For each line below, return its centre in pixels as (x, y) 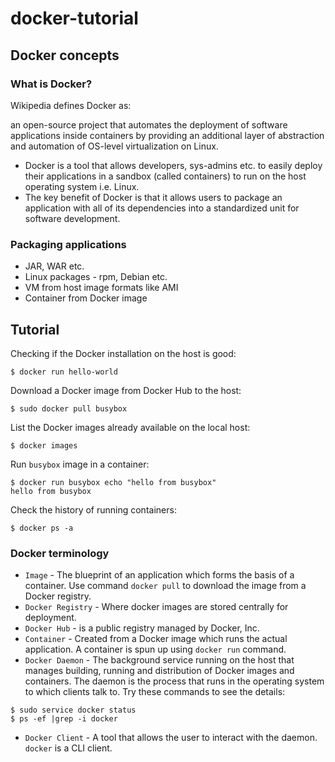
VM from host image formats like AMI (101, 288)
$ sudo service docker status (73, 710)
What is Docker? (51, 84)
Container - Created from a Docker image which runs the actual (156, 639)
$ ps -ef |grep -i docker (64, 719)
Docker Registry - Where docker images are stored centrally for (156, 607)
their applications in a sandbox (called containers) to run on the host (165, 176)
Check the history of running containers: (93, 509)
